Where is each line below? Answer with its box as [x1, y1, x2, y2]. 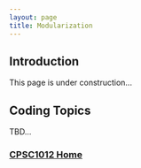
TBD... [9, 126, 32, 137]
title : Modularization [9, 21, 93, 30]
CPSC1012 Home [9, 149, 82, 161]
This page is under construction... [9, 77, 133, 88]
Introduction [9, 54, 80, 69]
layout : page [9, 12, 58, 22]
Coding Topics [9, 103, 91, 118]
